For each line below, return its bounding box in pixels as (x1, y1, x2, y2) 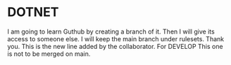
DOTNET (7, 4, 59, 20)
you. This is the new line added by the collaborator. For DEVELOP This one (7, 42, 223, 50)
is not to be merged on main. (7, 50, 91, 58)
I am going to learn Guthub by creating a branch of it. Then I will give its (7, 27, 215, 36)
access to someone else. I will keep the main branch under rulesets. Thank (7, 34, 224, 43)
